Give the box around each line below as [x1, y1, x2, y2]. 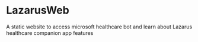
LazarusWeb [6, 4, 69, 17]
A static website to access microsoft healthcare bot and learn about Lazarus [6, 23, 193, 30]
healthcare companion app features [6, 29, 94, 36]
